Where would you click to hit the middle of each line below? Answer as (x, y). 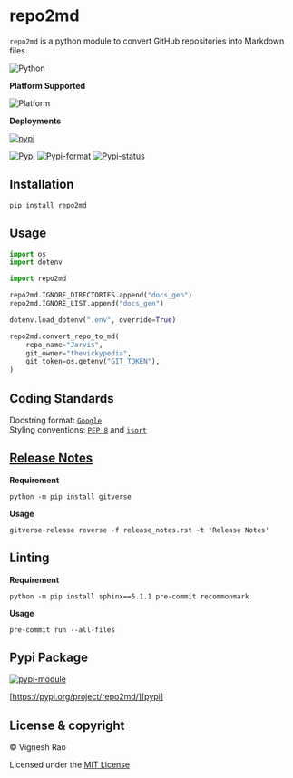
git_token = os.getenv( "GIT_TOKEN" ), (93, 362)
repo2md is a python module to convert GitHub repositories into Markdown (147, 41)
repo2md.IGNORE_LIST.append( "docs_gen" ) (87, 304)
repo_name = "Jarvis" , (64, 345)
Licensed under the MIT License (69, 765)
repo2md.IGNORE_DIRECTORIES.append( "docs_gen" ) (101, 296)
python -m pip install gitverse (70, 496)
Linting (29, 558)
